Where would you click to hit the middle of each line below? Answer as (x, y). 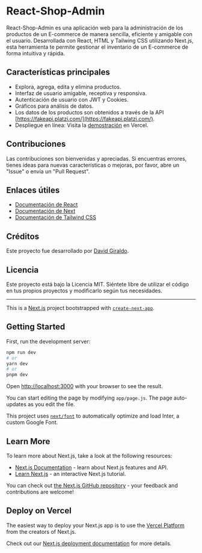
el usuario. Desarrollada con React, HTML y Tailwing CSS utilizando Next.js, (100, 40)
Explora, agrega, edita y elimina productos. (68, 87)
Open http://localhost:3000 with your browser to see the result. (85, 386)
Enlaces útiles (33, 190)
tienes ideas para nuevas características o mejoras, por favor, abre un (93, 165)
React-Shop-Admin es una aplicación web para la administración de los (95, 28)
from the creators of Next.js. (41, 531)
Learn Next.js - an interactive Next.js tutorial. (70, 474)
